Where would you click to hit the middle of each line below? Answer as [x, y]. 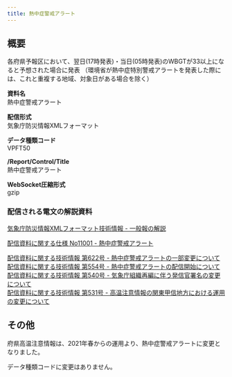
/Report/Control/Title [38, 162]
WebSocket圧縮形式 [36, 185]
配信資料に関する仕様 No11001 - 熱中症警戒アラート [80, 243]
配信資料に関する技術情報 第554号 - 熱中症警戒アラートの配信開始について [114, 266]
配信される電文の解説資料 [50, 212]
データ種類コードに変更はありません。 [62, 367]
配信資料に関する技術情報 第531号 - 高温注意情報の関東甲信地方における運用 [116, 292]
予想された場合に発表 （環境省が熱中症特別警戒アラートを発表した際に [120, 70]
